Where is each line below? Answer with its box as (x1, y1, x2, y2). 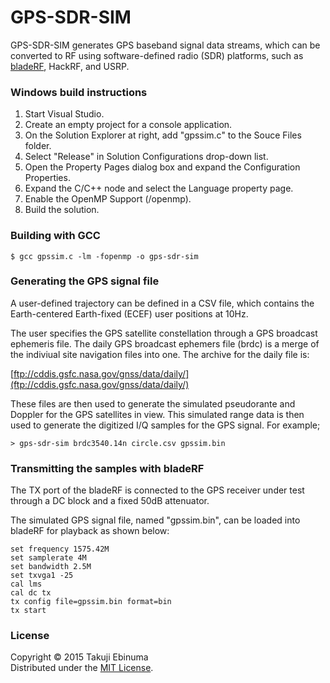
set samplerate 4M (10, 553, 87, 563)
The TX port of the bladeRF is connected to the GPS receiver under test (10, 484, 305, 496)
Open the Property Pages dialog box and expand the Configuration (24, 161, 301, 173)
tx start (10, 606, 47, 616)
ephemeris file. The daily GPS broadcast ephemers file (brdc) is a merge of (10, 337, 320, 350)
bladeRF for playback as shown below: (10, 525, 170, 537)
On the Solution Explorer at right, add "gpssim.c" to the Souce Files (24, 129, 302, 141)
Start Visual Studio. (24, 108, 105, 120)
